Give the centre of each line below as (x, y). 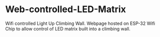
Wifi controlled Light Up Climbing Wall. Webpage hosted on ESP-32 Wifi (80, 23)
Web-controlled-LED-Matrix (66, 9)
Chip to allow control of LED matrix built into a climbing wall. (68, 28)
